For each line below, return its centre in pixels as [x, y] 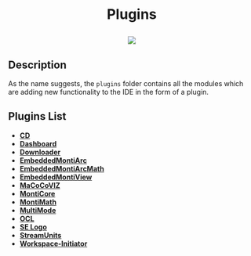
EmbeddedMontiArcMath [62, 168]
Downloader [40, 152]
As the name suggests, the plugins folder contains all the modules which [126, 83]
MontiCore [37, 193]
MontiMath [38, 202]
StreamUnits [40, 235]
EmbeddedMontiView [56, 177]
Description [37, 65]
